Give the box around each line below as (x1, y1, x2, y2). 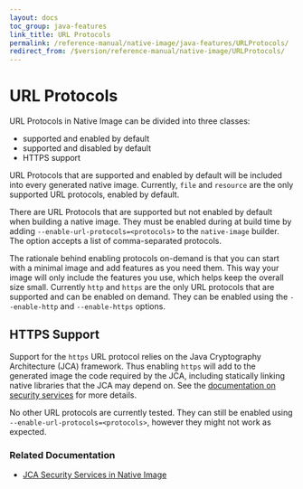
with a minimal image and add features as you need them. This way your (9, 263, 279, 274)
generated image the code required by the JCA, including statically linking (9, 370, 286, 381)
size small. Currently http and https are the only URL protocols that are (9, 282, 275, 293)
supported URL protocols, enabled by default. (9, 189, 180, 200)
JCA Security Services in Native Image (22, 469, 167, 480)
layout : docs (9, 13, 59, 23)
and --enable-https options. (60, 301, 166, 312)
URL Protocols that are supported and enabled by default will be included (9, 170, 283, 181)
